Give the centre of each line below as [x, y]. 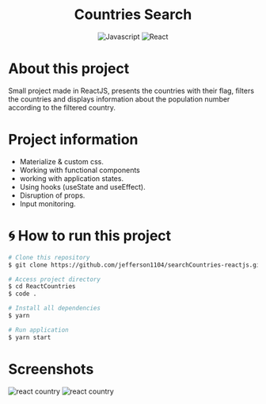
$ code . [23, 294]
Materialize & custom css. [62, 161]
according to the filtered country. [62, 107]
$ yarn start [30, 337]
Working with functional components [80, 170]
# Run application [38, 330]
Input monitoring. [48, 203]
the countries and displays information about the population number [119, 99]
